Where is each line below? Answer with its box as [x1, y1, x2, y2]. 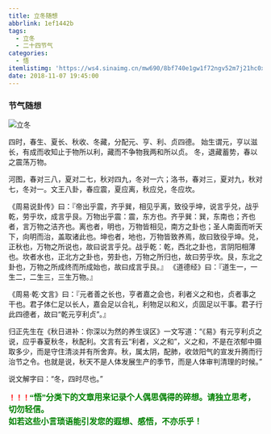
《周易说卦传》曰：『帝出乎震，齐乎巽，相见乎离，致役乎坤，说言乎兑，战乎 [8, 201, 260, 211]
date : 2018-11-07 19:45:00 [8, 72, 99, 80]
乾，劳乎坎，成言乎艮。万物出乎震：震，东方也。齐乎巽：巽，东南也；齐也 [8, 211, 256, 221]
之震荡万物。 [8, 156, 51, 166]
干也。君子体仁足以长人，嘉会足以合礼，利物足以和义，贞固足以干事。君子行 [8, 299, 263, 309]
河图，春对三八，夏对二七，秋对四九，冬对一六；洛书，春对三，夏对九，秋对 [8, 174, 263, 184]
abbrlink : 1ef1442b [8, 19, 74, 27]
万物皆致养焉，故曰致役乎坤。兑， [148, 232, 263, 241]
